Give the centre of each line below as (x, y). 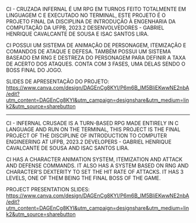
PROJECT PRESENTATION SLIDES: (48, 189)
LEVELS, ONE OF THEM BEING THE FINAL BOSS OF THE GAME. (83, 178)
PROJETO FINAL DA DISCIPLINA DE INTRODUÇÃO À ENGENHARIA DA (91, 21)
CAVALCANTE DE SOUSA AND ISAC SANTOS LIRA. (68, 148)
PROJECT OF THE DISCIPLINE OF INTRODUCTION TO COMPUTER (87, 135)
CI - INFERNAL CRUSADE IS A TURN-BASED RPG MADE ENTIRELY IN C (92, 123)
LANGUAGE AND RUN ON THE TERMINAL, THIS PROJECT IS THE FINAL (93, 129)
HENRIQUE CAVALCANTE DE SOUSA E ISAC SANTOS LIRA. (78, 34)
